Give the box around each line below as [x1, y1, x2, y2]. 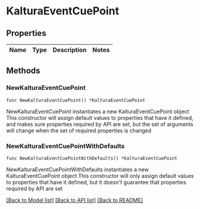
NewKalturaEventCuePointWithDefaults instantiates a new [6, 166, 149, 173]
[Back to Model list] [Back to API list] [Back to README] [6, 196, 143, 204]
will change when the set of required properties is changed [6, 127, 152, 134]
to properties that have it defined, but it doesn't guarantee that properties [6, 178, 187, 186]
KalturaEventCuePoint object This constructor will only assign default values [6, 172, 194, 179]
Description [53, 46, 87, 54]
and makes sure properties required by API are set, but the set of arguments [6, 120, 193, 128]
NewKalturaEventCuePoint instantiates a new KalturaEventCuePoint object [6, 108, 189, 115]
